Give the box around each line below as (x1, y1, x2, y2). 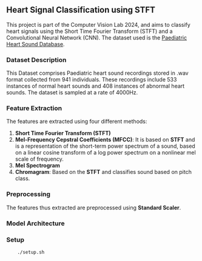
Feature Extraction (6, 104, 62, 113)
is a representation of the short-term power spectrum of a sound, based (15, 142, 195, 150)
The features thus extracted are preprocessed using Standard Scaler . (6, 204, 181, 211)
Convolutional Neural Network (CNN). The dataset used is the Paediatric (6, 33, 187, 41)
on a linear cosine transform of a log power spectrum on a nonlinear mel (15, 149, 196, 156)
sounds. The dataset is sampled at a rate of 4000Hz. (6, 89, 138, 96)
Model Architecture (6, 219, 65, 228)
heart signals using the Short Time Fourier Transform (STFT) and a (6, 27, 173, 35)
